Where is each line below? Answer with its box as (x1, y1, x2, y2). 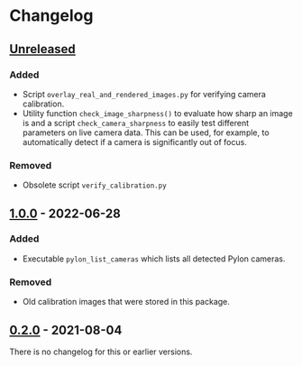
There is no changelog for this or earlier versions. (9, 346, 193, 357)
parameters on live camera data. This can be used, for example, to (22, 127, 270, 138)
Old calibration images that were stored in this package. (22, 297, 230, 307)
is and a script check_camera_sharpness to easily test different (22, 117, 250, 128)
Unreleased (9, 41, 77, 57)
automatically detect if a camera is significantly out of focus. (22, 136, 248, 147)
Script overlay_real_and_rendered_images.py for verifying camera (22, 88, 266, 99)
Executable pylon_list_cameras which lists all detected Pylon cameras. (22, 253, 286, 264)
